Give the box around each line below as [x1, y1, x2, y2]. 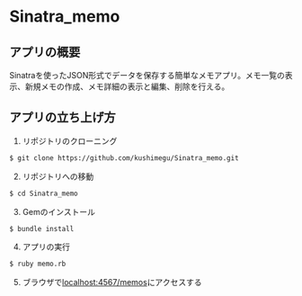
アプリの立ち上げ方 [9, 110, 116, 125]
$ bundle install [9, 224, 75, 233]
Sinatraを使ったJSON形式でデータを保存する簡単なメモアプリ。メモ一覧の [9, 70, 285, 80]
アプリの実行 [22, 241, 70, 253]
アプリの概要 [9, 44, 81, 59]
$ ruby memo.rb [9, 259, 67, 269]
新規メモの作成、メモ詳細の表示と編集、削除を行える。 [24, 81, 230, 92]
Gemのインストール [22, 206, 96, 217]
